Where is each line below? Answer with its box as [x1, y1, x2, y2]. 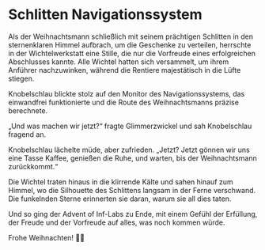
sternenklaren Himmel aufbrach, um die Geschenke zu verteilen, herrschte [8, 40, 252, 49]
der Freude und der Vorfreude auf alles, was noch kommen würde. [8, 218, 225, 227]
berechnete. [8, 105, 48, 116]
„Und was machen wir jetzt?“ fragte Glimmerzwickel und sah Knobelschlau [8, 121, 252, 131]
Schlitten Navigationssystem [8, 6, 203, 24]
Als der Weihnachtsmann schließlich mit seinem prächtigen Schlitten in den [8, 32, 254, 41]
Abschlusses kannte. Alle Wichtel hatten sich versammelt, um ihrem [8, 57, 229, 66]
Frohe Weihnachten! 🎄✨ [8, 233, 85, 242]
